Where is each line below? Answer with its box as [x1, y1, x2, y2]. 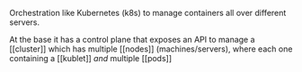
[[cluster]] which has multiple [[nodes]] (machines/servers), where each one [9, 44, 293, 54]
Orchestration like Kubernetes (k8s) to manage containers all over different [9, 8, 287, 18]
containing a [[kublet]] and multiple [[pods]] [9, 53, 173, 63]
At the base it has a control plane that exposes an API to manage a [9, 35, 255, 44]
